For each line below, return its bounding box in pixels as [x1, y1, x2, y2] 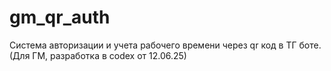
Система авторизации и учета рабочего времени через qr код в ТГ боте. [9, 39, 322, 51]
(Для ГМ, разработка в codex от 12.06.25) [9, 49, 187, 61]
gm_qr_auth [9, 6, 111, 29]
